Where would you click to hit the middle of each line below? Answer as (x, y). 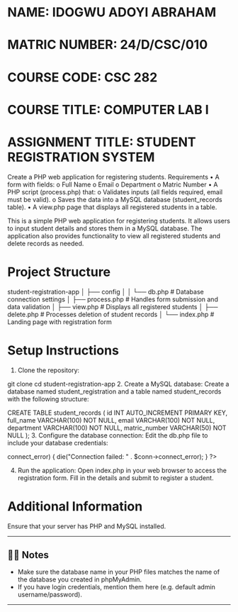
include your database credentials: (58, 443)
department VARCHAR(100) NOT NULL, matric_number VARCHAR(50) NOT (117, 428)
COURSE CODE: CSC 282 (83, 77)
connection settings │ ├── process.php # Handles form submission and (113, 299)
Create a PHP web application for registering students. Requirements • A (113, 177)
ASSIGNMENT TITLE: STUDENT (102, 142)
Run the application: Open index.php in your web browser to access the (122, 470)
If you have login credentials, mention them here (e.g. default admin (117, 587)
